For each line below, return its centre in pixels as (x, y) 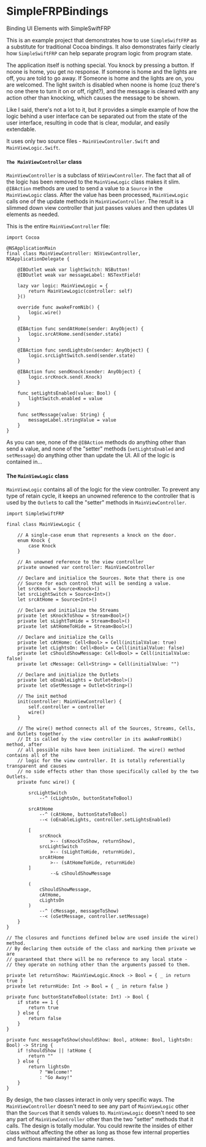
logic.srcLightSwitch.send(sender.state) (82, 356)
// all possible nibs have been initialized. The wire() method (101, 750)
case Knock (42, 546)
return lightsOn (49, 1067)
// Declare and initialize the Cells (66, 637)
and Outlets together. (35, 734)
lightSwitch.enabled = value (66, 399)
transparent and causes (37, 766)
